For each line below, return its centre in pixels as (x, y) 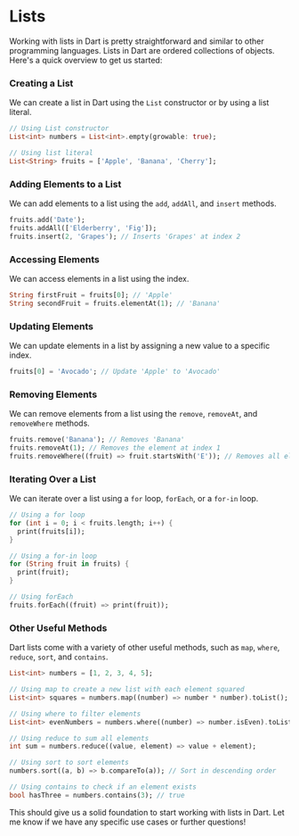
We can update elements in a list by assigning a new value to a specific (140, 346)
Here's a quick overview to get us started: (86, 60)
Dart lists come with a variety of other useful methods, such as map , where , (145, 648)
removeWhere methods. (50, 423)
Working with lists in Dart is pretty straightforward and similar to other (137, 41)
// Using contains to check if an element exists (103, 787)
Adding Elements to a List (65, 184)
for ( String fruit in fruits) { (69, 564)
